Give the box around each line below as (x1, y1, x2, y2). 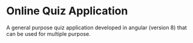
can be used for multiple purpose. (6, 30, 91, 37)
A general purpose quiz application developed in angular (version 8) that (6, 24, 188, 31)
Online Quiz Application (6, 4, 128, 18)
